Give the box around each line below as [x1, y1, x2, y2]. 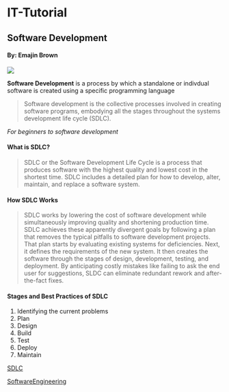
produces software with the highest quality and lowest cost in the [23, 166, 208, 174]
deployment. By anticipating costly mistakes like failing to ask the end [23, 262, 220, 270]
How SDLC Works [7, 196, 58, 204]
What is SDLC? [7, 143, 50, 151]
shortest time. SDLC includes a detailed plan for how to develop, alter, [23, 172, 221, 181]
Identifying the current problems [16, 307, 109, 315]
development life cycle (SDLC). [23, 114, 111, 122]
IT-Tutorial [7, 5, 68, 21]
